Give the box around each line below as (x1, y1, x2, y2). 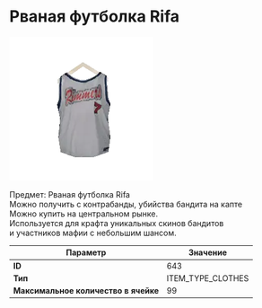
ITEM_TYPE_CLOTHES (166, 272, 249, 284)
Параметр (65, 247, 107, 258)
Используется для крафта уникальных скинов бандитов (9, 217, 224, 228)
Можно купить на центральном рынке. (9, 208, 159, 219)
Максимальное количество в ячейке (13, 286, 160, 296)
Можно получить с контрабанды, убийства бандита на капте (9, 198, 243, 209)
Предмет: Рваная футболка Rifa (9, 189, 130, 199)
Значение (188, 247, 227, 258)
